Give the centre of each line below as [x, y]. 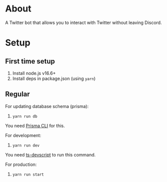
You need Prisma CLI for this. [35, 125]
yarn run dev [26, 145]
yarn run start [28, 174]
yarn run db [25, 116]
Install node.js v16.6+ [34, 73]
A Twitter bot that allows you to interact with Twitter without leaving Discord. [83, 22]
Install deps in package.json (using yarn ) [54, 78]
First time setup [30, 61]
